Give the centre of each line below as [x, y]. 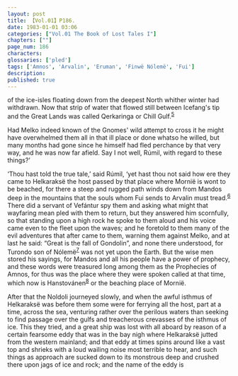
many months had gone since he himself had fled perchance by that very [114, 145]
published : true [31, 80]
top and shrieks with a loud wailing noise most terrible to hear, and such [112, 349]
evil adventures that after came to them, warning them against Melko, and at [119, 236]
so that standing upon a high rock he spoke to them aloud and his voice [112, 220]
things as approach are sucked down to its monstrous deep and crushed [113, 357]
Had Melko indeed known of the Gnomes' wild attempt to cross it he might [116, 130]
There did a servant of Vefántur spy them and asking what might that [108, 205]
